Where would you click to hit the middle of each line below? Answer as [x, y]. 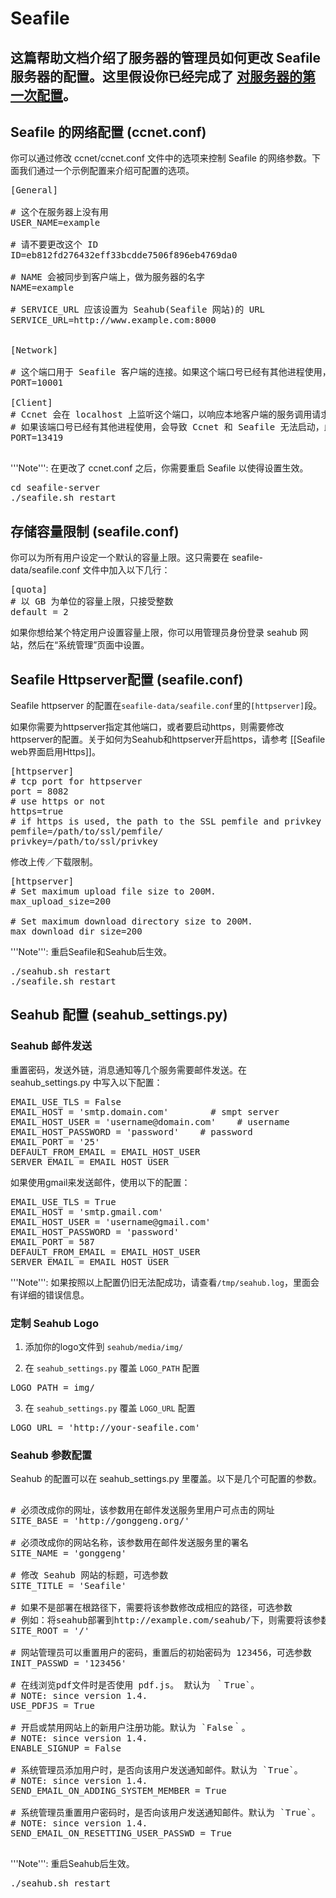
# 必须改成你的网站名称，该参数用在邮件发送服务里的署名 [129, 1543]
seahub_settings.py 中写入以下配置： [86, 1082]
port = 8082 [39, 791]
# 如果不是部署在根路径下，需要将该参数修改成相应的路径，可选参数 [151, 1608]
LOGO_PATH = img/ [52, 1387]
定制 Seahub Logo [54, 1323]
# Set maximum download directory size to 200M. [131, 921]
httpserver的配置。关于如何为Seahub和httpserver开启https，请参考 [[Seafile [168, 739]
